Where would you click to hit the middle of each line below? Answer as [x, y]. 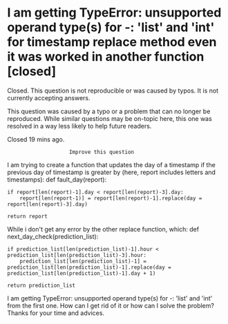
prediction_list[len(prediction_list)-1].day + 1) [82, 273]
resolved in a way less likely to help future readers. [79, 126]
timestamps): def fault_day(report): [57, 179]
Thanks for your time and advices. [56, 313]
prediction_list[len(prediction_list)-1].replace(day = [89, 267]
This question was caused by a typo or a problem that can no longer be [109, 111]
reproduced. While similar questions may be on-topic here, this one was [110, 118]
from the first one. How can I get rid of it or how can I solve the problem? [111, 305]
